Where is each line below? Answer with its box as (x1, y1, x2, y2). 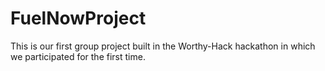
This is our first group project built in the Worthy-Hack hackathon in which (10, 40, 316, 52)
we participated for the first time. (10, 50, 146, 62)
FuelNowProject (10, 7, 147, 30)
